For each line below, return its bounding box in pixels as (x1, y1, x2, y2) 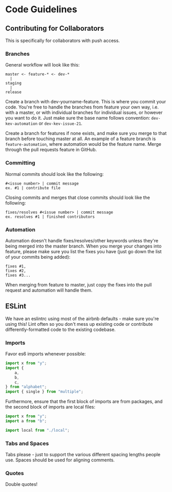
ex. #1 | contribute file (5, 185, 60, 190)
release (5, 90, 22, 95)
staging (5, 81, 22, 86)
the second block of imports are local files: (5, 404, 96, 410)
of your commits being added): (5, 254, 71, 260)
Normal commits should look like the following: (5, 171, 104, 177)
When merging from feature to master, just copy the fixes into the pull (5, 281, 152, 287)
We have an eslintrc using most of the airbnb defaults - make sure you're (5, 316, 159, 322)
